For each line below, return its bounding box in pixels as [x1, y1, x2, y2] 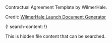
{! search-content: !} [5, 23, 48, 29]
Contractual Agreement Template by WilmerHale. [5, 4, 107, 10]
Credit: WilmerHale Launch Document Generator [5, 14, 106, 19]
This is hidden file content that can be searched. [5, 33, 106, 39]
